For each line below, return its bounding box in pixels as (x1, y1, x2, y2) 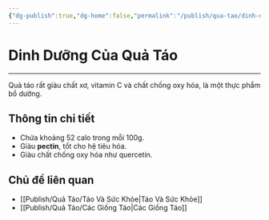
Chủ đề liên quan (8, 173, 94, 186)
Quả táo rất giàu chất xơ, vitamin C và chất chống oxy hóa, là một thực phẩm (8, 80, 261, 90)
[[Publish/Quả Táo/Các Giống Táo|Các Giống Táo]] (19, 203, 187, 213)
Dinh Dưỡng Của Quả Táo (8, 46, 179, 64)
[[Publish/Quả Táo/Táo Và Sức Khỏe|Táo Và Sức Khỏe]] (19, 194, 203, 204)
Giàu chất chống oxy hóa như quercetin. (19, 150, 153, 160)
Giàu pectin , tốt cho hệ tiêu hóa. (19, 142, 127, 151)
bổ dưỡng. (8, 89, 42, 98)
